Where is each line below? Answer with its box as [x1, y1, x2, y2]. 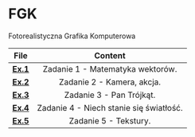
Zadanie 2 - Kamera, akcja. [58, 76, 162, 88]
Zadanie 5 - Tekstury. [68, 115, 151, 126]
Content [94, 49, 126, 61]
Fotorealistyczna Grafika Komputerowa [8, 31, 136, 41]
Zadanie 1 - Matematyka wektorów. [42, 63, 177, 74]
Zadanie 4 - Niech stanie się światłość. [37, 102, 183, 113]
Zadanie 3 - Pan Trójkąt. [64, 89, 156, 100]
